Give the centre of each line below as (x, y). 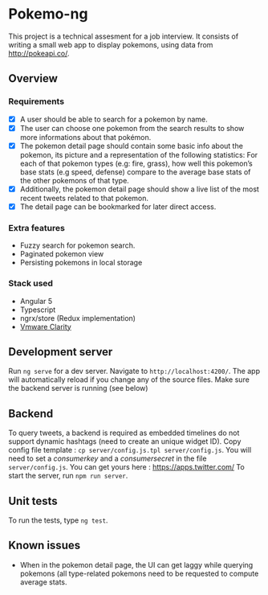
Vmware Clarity (46, 326)
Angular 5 (36, 301)
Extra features (37, 228)
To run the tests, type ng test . (58, 520)
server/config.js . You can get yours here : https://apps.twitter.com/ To (126, 467)
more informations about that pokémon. (85, 137)
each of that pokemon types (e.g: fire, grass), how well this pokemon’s (136, 163)
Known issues (45, 546)
